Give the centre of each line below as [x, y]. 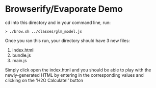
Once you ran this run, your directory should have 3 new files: [67, 41]
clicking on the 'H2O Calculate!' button [44, 80]
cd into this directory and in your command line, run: [58, 22]
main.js [19, 60]
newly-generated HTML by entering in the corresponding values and [74, 75]
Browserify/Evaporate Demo [64, 9]
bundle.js [21, 55]
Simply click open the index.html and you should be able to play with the [78, 70]
